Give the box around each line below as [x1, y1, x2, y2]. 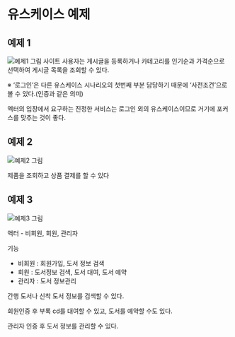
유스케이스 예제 [7, 6, 91, 23]
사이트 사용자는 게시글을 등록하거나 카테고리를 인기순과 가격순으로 [43, 57, 225, 65]
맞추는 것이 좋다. [20, 114, 66, 122]
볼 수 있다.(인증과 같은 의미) [7, 90, 84, 97]
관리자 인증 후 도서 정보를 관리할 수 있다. [7, 321, 119, 330]
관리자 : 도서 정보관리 [17, 276, 76, 285]
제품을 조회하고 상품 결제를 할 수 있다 [7, 171, 110, 179]
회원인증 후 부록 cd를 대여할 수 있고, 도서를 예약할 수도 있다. [7, 307, 173, 315]
